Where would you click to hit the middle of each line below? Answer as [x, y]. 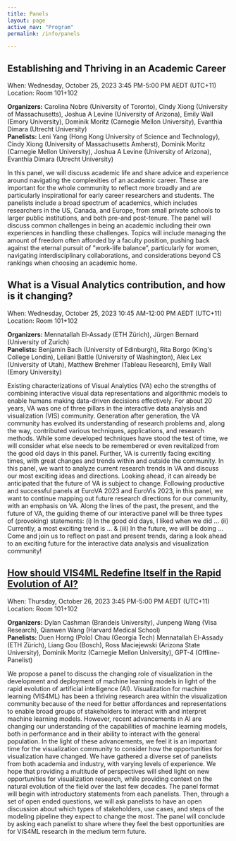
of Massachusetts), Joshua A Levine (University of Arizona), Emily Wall [110, 114]
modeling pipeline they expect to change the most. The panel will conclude [116, 816]
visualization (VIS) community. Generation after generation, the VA [104, 416]
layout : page [26, 20]
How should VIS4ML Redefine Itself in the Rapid [114, 573]
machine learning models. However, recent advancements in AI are [105, 719]
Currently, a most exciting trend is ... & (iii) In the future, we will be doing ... [116, 528]
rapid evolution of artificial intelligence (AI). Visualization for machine [107, 688]
